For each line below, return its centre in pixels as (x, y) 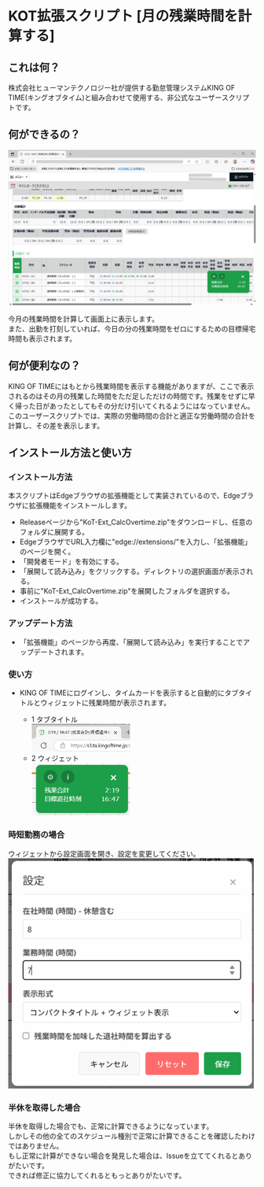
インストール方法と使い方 (70, 453)
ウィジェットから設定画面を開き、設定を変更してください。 (104, 853)
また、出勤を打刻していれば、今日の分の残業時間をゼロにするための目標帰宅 (132, 328)
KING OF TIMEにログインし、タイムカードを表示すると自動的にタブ (129, 693)
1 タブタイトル (55, 719)
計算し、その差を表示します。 (56, 425)
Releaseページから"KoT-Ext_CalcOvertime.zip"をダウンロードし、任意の (136, 522)
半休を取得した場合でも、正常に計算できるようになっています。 (111, 1126)
